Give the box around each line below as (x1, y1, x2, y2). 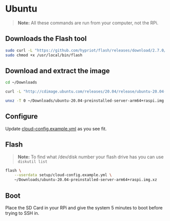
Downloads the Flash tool (5, 34, 87, 43)
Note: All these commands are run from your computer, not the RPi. (17, 20, 158, 26)
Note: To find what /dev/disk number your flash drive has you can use (17, 154, 164, 160)
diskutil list (17, 159, 48, 164)
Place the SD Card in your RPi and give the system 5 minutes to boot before (5, 205, 163, 210)
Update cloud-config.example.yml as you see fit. (5, 125, 107, 131)
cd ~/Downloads (5, 80, 37, 85)
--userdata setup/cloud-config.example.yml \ (14, 172, 112, 178)
